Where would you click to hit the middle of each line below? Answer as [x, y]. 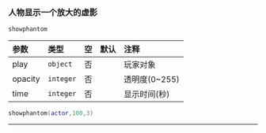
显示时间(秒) [147, 94]
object [60, 64]
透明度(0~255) [152, 79]
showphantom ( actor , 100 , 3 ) [51, 113]
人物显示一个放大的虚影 [53, 12]
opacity [27, 79]
